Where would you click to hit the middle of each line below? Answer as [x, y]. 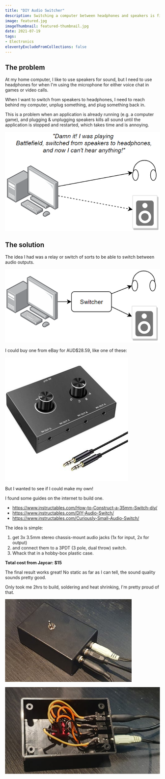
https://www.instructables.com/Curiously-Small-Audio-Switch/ [76, 518]
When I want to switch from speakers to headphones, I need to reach [75, 99]
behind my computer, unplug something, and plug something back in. [75, 105]
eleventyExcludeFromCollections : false [46, 47]
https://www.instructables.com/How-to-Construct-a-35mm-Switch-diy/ [85, 507]
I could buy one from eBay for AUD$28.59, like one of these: [66, 350]
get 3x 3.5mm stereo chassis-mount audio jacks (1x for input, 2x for [81, 537]
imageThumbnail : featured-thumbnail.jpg [47, 26]
